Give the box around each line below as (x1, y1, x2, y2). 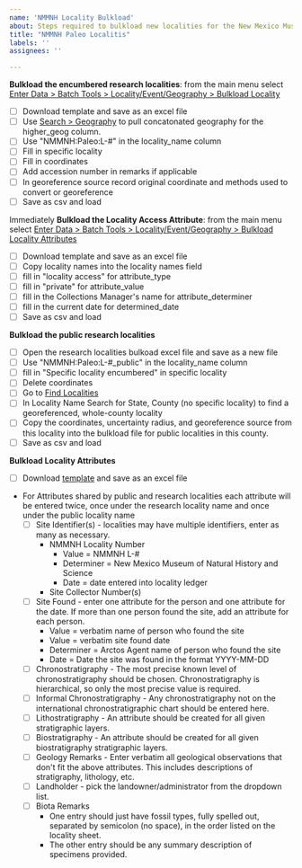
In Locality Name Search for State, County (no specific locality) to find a (22, 397, 289, 409)
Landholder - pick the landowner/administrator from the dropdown (35, 781, 282, 792)
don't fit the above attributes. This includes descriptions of (35, 762, 253, 773)
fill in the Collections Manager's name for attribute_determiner (22, 291, 253, 302)
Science (62, 567, 93, 578)
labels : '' (9, 38, 50, 48)
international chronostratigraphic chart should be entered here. (35, 703, 270, 713)
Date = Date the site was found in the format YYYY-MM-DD (49, 653, 270, 665)
